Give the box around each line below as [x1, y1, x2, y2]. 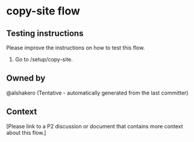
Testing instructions [6, 28, 84, 39]
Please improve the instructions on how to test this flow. [6, 44, 145, 51]
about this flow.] [6, 129, 46, 136]
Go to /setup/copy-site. [14, 56, 74, 63]
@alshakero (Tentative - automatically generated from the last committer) [6, 89, 189, 96]
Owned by [6, 73, 46, 84]
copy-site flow [6, 4, 80, 18]
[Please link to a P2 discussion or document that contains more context [6, 122, 183, 130]
